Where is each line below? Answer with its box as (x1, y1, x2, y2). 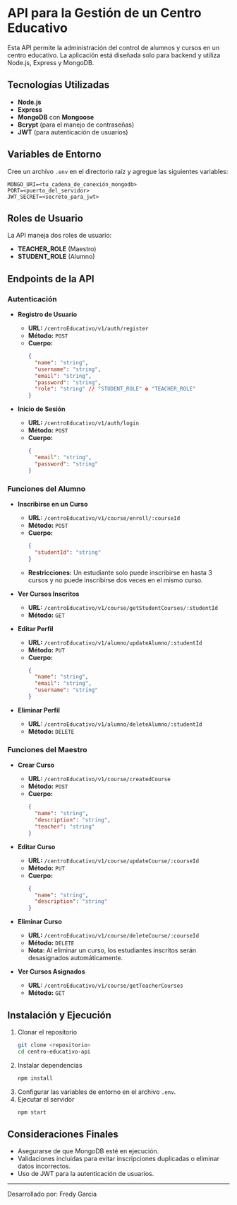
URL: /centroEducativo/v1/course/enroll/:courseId (28, 513, 181, 521)
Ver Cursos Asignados (17, 967, 85, 976)
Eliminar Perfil (17, 705, 60, 714)
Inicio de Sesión (17, 405, 66, 413)
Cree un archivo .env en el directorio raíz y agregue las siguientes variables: (7, 167, 229, 175)
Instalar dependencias (17, 1061, 83, 1069)
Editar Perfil (17, 624, 54, 633)
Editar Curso (17, 842, 56, 851)
